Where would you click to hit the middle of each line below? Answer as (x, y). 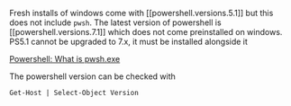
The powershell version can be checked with (92, 76)
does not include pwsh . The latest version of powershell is (116, 22)
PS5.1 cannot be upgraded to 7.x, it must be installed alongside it (128, 41)
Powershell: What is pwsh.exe (65, 59)
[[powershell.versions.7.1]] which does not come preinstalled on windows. (146, 32)
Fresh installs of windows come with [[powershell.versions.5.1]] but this (141, 13)
